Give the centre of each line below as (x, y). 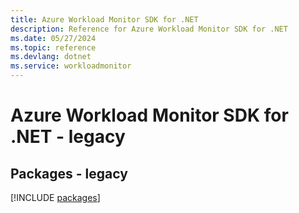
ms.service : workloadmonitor (71, 66)
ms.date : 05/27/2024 (53, 38)
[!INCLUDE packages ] (55, 197)
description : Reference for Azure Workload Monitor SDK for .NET (149, 29)
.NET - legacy (68, 137)
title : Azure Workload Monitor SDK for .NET (104, 19)
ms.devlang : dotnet (51, 57)
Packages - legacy (69, 173)
